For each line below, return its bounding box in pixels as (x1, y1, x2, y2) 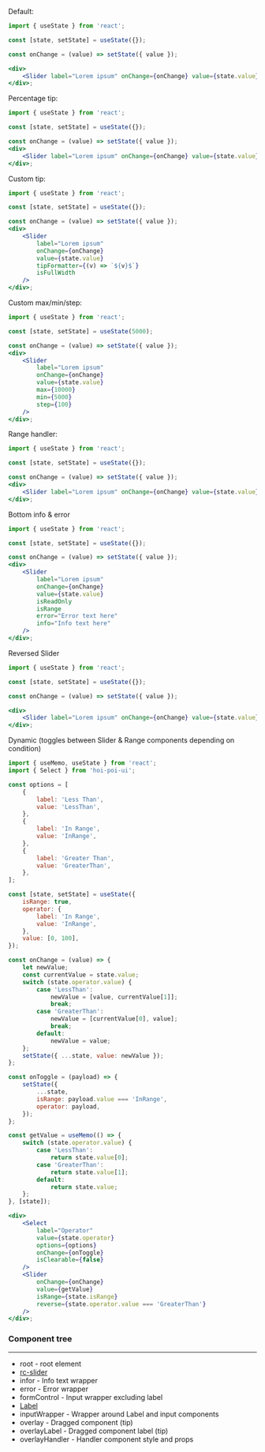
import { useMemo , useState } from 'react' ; (8, 759, 157, 767)
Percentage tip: (8, 94, 58, 103)
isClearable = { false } (36, 1256, 104, 1264)
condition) (8, 744, 42, 754)
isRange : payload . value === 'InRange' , (36, 1095, 168, 1103)
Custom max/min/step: (8, 298, 83, 307)
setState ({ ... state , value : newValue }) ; (22, 1051, 164, 1059)
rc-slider (19, 1367, 48, 1377)
